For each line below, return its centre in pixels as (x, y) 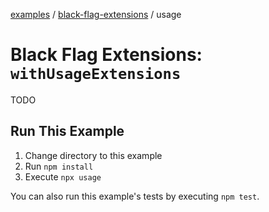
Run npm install (59, 166)
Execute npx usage (63, 176)
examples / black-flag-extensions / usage (96, 14)
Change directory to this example (93, 155)
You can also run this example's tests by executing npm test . (135, 196)
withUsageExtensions (96, 74)
